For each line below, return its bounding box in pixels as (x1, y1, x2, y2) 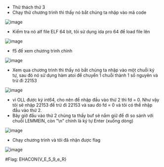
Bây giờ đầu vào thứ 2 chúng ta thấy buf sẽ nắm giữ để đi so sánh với (12, 112, 154, 118)
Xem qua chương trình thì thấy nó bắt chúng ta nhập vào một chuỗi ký (12, 67, 155, 73)
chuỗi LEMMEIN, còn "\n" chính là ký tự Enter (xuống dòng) (12, 118, 133, 123)
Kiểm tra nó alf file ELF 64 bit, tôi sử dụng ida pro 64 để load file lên (12, 29, 150, 34)
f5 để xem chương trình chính (12, 48, 73, 54)
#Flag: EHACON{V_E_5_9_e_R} (5, 156, 67, 162)
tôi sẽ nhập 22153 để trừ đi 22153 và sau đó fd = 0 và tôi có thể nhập (12, 102, 153, 108)
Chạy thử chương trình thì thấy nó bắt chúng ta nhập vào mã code (12, 9, 147, 15)
